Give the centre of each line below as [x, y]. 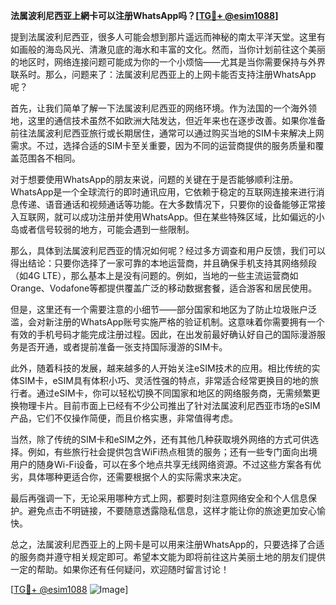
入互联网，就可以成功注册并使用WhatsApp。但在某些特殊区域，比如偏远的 [163, 217]
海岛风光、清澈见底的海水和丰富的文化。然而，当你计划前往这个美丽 [185, 49]
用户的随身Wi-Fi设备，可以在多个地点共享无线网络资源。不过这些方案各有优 [166, 464]
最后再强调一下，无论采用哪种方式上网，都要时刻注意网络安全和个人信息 [159, 498]
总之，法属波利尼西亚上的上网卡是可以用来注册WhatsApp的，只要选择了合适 [167, 544]
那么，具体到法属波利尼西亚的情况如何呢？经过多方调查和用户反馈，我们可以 [168, 250]
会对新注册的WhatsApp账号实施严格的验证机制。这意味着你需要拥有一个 [176, 322]
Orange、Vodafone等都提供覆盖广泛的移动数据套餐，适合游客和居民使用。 [164, 288]
